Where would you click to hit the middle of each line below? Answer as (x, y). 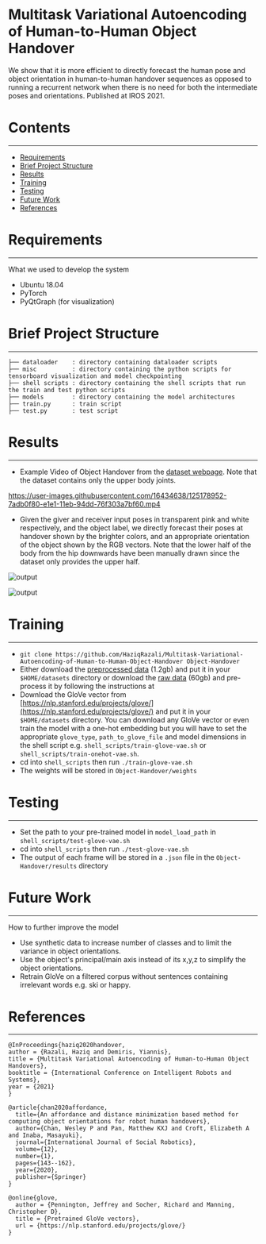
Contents (40, 128)
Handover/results (48, 866)
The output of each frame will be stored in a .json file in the (117, 857)
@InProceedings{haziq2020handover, (67, 1046)
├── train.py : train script (65, 404)
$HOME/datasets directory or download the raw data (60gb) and (122, 677)
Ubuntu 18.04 (42, 284)
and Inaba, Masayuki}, (46, 1136)
